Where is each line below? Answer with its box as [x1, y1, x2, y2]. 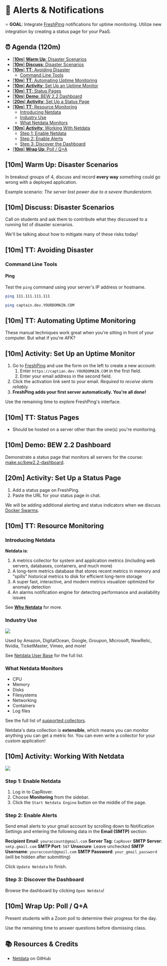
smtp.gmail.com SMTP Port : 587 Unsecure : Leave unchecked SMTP [5, 843, 145, 849]
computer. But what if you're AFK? [5, 335, 76, 341]
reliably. [12, 384, 29, 390]
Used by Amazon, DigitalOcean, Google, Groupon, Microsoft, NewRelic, [5, 637, 152, 643]
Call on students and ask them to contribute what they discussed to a [5, 216, 148, 222]
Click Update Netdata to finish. [5, 864, 67, 870]
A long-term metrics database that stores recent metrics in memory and [12, 568, 161, 574]
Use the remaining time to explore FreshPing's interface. [5, 399, 121, 405]
